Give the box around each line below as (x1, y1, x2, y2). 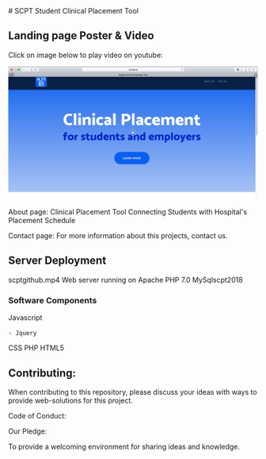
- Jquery (8, 330, 37, 337)
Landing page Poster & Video (8, 29, 154, 43)
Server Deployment (8, 254, 107, 268)
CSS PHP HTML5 (8, 343, 65, 353)
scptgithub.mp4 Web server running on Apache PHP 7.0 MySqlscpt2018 (8, 275, 243, 284)
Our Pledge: (8, 426, 47, 436)
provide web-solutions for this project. (8, 395, 133, 405)
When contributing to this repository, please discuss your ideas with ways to (8, 387, 257, 396)
